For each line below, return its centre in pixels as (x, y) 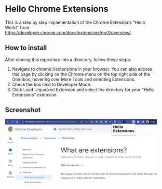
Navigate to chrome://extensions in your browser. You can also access (82, 69)
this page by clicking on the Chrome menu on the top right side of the (81, 74)
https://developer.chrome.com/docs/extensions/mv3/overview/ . (68, 32)
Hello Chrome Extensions (57, 9)
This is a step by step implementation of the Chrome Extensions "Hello (75, 22)
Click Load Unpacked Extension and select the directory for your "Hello (83, 89)
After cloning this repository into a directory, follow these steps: (68, 60)
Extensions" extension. (35, 94)
